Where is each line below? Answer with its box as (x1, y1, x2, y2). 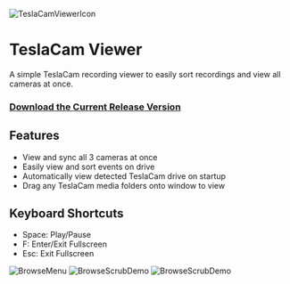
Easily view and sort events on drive (21, 161, 155, 172)
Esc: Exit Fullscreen (21, 248, 95, 259)
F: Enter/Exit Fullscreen (21, 239, 108, 249)
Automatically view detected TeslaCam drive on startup (21, 170, 226, 182)
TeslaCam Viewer (9, 40, 143, 60)
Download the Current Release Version (9, 101, 181, 113)
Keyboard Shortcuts (9, 206, 124, 222)
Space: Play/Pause (21, 230, 92, 240)
